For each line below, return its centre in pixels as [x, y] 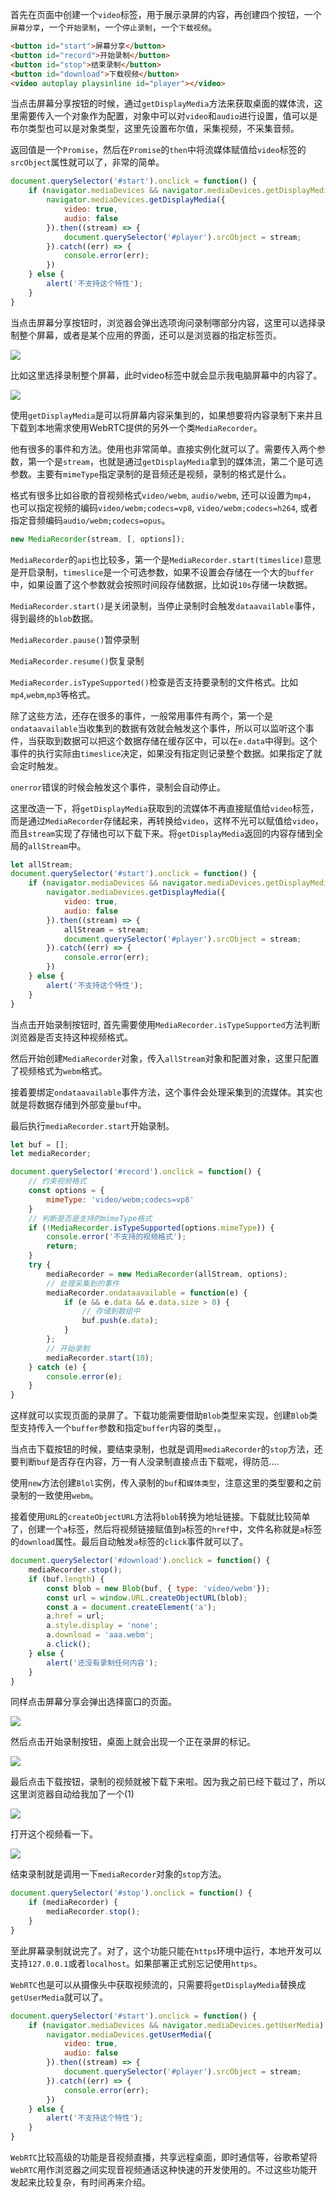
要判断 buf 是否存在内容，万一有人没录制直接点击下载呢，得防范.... [145, 1462]
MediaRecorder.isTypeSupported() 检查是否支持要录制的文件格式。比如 [154, 682]
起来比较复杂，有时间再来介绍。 [84, 2182]
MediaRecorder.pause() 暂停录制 [75, 639]
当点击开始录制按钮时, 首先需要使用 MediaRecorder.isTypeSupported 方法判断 [165, 1024]
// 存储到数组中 [111, 1311]
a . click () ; [69, 1644]
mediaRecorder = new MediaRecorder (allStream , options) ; [167, 1274]
